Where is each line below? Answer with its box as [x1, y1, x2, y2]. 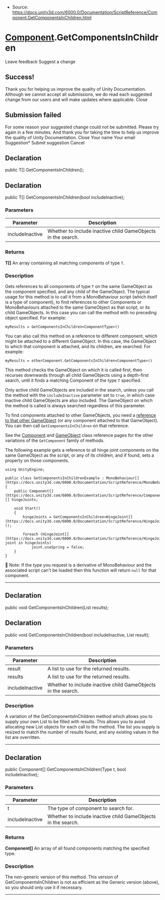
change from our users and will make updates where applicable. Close [5, 96, 148, 103]
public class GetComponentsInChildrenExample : [5, 476, 105, 481]
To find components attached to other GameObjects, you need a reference [5, 412, 156, 418]
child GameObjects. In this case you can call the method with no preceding [5, 310, 157, 316]
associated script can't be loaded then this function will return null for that [5, 567, 157, 574]
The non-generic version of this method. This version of [5, 874, 119, 880]
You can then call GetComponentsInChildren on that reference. [5, 423, 129, 429]
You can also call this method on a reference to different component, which [5, 333, 158, 339]
